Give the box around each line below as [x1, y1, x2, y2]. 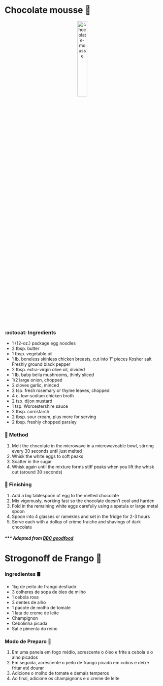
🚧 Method [4, 431, 29, 438]
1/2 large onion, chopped [11, 377, 63, 383]
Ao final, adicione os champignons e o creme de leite [11, 676, 120, 682]
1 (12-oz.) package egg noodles [11, 341, 76, 346]
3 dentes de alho [11, 599, 46, 605]
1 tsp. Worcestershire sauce [11, 403, 68, 409]
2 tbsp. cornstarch [11, 409, 50, 415]
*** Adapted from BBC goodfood [4, 535, 74, 541]
